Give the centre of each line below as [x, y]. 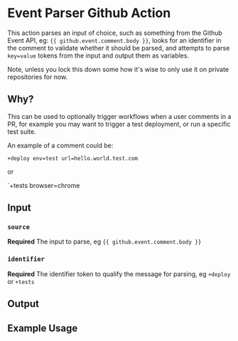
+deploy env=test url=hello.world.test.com [73, 158]
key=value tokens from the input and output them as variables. [98, 56]
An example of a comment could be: [60, 145]
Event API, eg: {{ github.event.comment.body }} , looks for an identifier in [114, 40]
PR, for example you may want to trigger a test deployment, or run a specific [119, 124]
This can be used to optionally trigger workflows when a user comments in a [119, 116]
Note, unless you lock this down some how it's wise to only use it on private [118, 69]
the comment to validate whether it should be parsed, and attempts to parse [119, 48]
